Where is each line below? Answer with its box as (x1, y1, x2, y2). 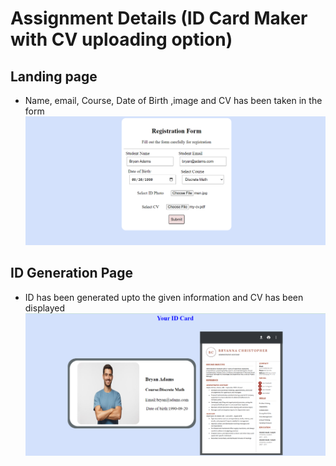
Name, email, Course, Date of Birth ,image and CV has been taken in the (24, 95, 323, 106)
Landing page (10, 68, 98, 85)
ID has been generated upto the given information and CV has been (24, 291, 304, 303)
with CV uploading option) (10, 28, 233, 51)
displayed (24, 302, 66, 314)
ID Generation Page (10, 265, 133, 282)
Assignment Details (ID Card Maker (10, 7, 308, 30)
